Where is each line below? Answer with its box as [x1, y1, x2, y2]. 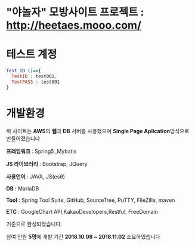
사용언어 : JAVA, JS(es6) [6, 173, 66, 180]
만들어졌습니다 [6, 135, 41, 142]
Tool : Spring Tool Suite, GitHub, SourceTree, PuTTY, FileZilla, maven [6, 196, 175, 204]
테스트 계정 [6, 48, 57, 61]
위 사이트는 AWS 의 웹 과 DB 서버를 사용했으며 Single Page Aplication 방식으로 [6, 127, 190, 134]
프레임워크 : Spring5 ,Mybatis [6, 147, 77, 155]
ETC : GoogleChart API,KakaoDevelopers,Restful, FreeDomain [6, 208, 158, 215]
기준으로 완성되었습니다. [6, 220, 63, 227]
